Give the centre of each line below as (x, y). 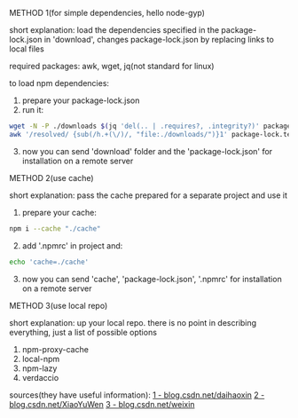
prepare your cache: (59, 212)
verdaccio (40, 377)
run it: (33, 110)
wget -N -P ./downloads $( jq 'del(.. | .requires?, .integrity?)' (134, 126)
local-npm (41, 359)
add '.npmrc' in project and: (72, 245)
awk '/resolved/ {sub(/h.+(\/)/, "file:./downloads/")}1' (118, 134)
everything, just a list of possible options (83, 332)
